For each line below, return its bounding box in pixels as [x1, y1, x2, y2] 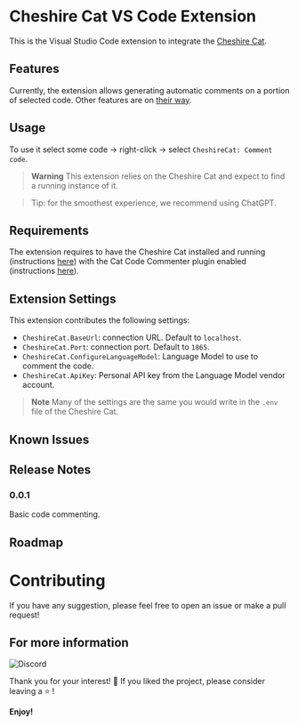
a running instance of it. [30, 180, 118, 190]
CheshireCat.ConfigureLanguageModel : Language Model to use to [21, 351, 259, 362]
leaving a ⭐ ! [9, 686, 55, 697]
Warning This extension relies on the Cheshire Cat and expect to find [30, 171, 286, 181]
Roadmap [9, 535, 64, 550]
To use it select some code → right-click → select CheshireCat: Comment [9, 144, 273, 155]
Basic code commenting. [9, 509, 101, 520]
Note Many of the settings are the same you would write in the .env [30, 397, 278, 407]
